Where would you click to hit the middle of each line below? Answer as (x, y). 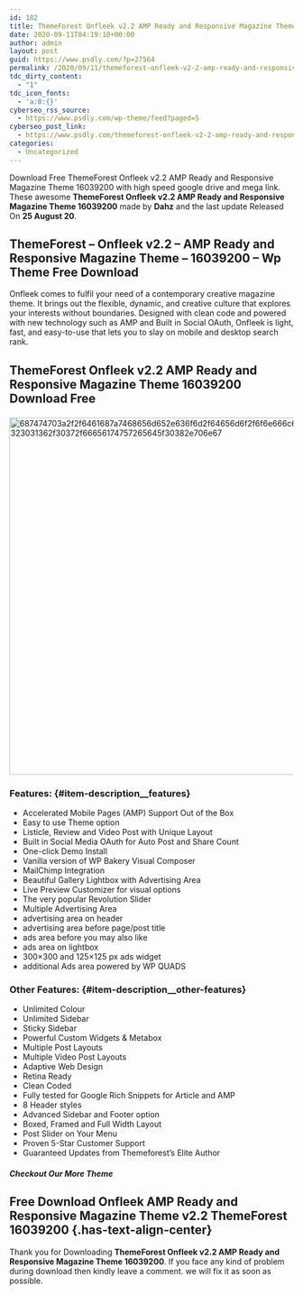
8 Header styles (52, 1105)
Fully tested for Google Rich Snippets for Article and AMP (129, 1096)
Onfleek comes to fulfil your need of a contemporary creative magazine (142, 294)
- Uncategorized (48, 152)
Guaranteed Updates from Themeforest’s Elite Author (121, 1153)
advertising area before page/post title (94, 928)
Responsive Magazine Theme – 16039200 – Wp (145, 258)
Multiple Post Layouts (63, 1048)
